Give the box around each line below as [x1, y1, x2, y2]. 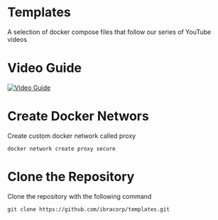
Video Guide [7, 60, 82, 76]
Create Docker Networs [7, 108, 149, 125]
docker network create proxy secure [7, 145, 116, 152]
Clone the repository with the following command [7, 192, 152, 200]
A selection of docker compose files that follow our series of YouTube [7, 28, 212, 36]
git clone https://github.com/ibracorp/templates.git [7, 206, 170, 213]
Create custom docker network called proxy [7, 132, 136, 140]
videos [7, 35, 27, 43]
